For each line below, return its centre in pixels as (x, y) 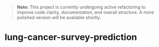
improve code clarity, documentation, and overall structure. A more (85, 12)
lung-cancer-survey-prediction (71, 37)
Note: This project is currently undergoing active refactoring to (81, 7)
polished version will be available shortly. (59, 17)
